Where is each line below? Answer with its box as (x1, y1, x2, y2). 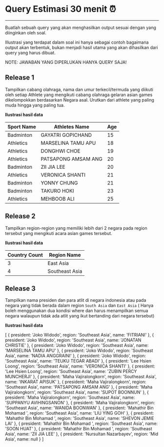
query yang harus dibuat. (5, 50, 56, 55)
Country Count (7, 251, 43, 258)
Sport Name (7, 123, 36, 130)
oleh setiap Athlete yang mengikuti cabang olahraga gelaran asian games (5, 92, 153, 98)
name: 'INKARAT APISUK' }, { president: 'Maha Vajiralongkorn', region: (5, 379, 146, 385)
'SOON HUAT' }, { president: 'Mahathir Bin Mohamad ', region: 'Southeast (5, 426, 152, 432)
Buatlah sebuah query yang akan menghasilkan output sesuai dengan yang (5, 25, 156, 30)
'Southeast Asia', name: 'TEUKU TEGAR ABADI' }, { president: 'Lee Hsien (5, 358, 152, 364)
